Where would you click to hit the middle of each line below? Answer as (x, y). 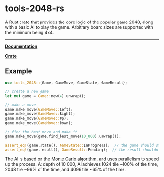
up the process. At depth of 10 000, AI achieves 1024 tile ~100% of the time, (82, 164)
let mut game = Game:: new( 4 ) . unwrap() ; (46, 96)
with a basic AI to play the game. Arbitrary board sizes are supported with (79, 27)
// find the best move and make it (41, 132)
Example (19, 71)
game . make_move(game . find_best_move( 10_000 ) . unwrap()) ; (63, 136)
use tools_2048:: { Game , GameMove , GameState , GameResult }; (66, 83)
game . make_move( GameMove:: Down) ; (39, 123)
